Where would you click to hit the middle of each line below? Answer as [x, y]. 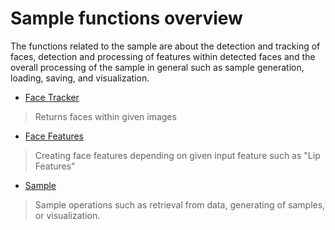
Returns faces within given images [105, 116]
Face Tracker [52, 97]
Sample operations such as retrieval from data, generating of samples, [180, 204]
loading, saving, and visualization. [80, 78]
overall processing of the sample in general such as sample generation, [157, 67]
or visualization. [67, 215]
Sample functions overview [126, 18]
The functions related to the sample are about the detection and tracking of [165, 46]
